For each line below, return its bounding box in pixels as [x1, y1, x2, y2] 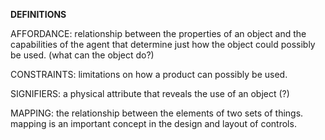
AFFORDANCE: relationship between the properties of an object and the [10, 28, 307, 39]
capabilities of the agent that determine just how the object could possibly [10, 39, 316, 50]
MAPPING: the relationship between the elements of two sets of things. [10, 107, 304, 119]
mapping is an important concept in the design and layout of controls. [10, 118, 297, 129]
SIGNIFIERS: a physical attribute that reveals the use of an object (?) [10, 88, 290, 99]
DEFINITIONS [10, 9, 67, 20]
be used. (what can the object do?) [10, 49, 155, 61]
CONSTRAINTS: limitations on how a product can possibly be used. [10, 69, 288, 80]
